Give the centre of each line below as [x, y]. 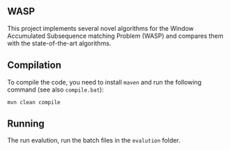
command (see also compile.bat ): [56, 89]
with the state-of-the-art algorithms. [59, 43]
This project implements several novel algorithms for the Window [100, 28]
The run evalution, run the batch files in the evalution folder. [94, 141]
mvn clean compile [34, 102]
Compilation [34, 65]
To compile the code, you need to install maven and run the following [105, 82]
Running [26, 124]
